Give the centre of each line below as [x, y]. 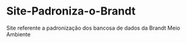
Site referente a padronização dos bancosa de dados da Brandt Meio [93, 28]
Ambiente [18, 34]
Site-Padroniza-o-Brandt [71, 11]
